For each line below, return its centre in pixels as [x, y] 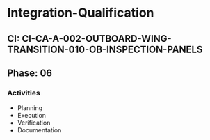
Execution [32, 116]
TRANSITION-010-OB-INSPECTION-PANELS [105, 49]
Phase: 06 [30, 73]
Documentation [39, 130]
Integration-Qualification [81, 13]
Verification [34, 123]
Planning [30, 108]
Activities [24, 93]
